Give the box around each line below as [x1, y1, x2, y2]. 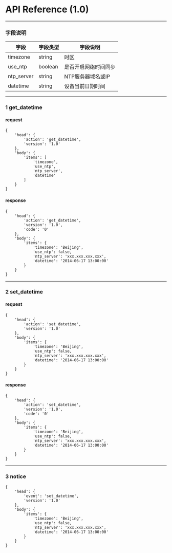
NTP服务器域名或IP [63, 73, 110, 80]
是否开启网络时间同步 [63, 63, 116, 70]
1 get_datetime [5, 104, 42, 111]
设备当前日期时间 [63, 83, 105, 90]
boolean [38, 63, 58, 70]
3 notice [5, 473, 27, 480]
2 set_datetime [5, 288, 44, 296]
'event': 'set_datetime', [24, 493, 79, 499]
